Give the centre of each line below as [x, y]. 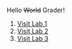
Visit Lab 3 [33, 38]
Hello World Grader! [36, 10]
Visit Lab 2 [32, 31]
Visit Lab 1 [32, 23]
